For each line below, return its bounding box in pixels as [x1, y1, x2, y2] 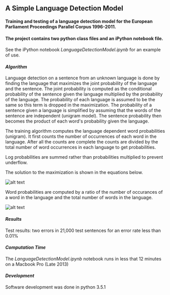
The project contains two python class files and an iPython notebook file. [5, 35, 164, 41]
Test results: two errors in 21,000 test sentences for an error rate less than [5, 227, 161, 233]
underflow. [5, 160, 28, 166]
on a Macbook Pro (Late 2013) [5, 261, 69, 267]
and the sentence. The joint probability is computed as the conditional [5, 86, 152, 92]
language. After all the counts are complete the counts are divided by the [5, 139, 158, 145]
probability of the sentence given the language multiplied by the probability [5, 91, 163, 97]
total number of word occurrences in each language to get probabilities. [5, 144, 156, 151]
